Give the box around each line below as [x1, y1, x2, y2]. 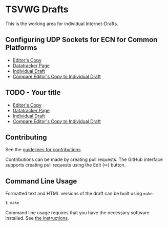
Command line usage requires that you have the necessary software [5, 210, 150, 216]
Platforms [5, 44, 37, 52]
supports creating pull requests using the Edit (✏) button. [5, 162, 126, 168]
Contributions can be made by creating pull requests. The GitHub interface [5, 156, 163, 162]
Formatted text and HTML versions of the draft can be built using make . [5, 191, 154, 197]
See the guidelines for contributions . [5, 147, 82, 153]
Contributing [5, 133, 47, 141]
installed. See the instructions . [5, 215, 69, 221]
